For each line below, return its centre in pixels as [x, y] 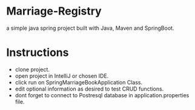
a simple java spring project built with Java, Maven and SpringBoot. [90, 28]
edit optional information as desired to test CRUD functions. [89, 89]
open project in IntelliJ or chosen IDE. [62, 76]
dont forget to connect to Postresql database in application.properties [102, 95]
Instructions [38, 53]
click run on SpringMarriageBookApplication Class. [79, 82]
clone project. [32, 69]
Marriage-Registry [54, 11]
